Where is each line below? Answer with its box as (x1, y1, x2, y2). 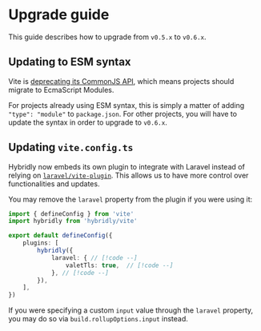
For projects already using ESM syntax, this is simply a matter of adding (8, 100, 245, 110)
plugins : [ (22, 239, 59, 247)
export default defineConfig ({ (8, 232, 113, 240)
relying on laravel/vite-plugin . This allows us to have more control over (8, 170, 249, 180)
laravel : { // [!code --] (50, 253, 138, 261)
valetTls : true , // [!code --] (65, 261, 174, 269)
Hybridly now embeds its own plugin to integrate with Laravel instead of (8, 162, 246, 171)
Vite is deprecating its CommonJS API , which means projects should (8, 76, 235, 86)
